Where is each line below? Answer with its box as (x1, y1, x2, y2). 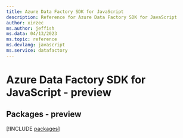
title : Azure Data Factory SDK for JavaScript (6, 8, 124, 15)
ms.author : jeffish (6, 25, 55, 32)
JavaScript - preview (6, 86, 112, 99)
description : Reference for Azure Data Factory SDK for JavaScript (6, 14, 178, 20)
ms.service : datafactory (6, 48, 68, 54)
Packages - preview (6, 109, 82, 120)
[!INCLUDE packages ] (6, 125, 60, 132)
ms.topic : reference (6, 36, 58, 42)
